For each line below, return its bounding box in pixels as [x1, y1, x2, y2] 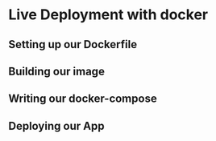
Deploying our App [8, 119, 105, 133]
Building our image [8, 64, 105, 78]
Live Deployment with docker [8, 6, 208, 24]
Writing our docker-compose [8, 92, 157, 106]
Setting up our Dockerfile [8, 38, 138, 51]
